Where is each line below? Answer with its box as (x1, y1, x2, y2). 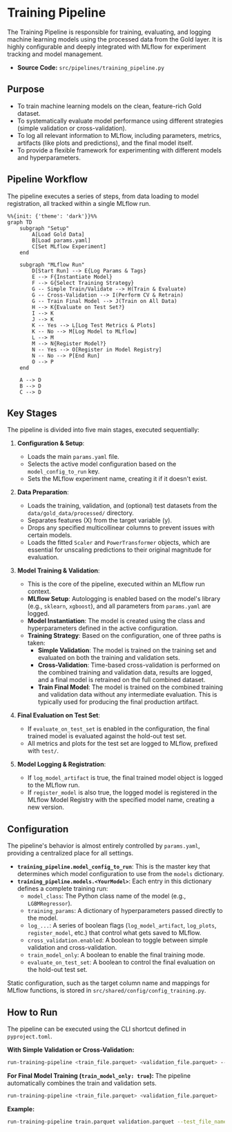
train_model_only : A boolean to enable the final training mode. (27, 951, 205, 959)
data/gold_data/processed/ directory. (27, 509, 135, 517)
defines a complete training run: (17, 885, 108, 893)
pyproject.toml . (7, 1032, 53, 1040)
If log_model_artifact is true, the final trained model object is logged (27, 774, 223, 782)
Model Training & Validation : (17, 566, 100, 575)
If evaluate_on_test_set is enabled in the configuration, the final (27, 724, 210, 733)
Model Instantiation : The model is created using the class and (27, 617, 205, 625)
